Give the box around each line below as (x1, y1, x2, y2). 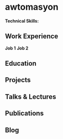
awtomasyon (5, 1, 59, 13)
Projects (5, 76, 31, 84)
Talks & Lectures (5, 93, 57, 101)
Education (5, 59, 37, 68)
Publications (5, 109, 44, 117)
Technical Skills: (5, 18, 39, 23)
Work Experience (5, 32, 59, 41)
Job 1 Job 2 (5, 45, 29, 51)
